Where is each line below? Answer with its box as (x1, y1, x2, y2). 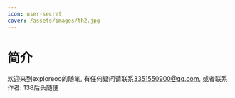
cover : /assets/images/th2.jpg (7, 17, 100, 24)
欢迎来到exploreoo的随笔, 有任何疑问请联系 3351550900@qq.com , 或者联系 (7, 75, 228, 83)
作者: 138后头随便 (7, 83, 59, 92)
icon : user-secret (7, 10, 62, 18)
